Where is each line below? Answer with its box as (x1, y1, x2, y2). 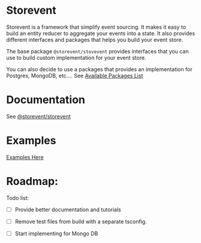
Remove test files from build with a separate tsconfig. (14, 218, 147, 225)
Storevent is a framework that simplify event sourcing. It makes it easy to (6, 23, 186, 31)
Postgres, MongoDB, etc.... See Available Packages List (6, 72, 143, 79)
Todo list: (6, 194, 29, 201)
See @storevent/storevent (6, 113, 71, 120)
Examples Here (6, 153, 44, 160)
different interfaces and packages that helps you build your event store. (6, 36, 184, 43)
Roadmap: (6, 175, 59, 188)
